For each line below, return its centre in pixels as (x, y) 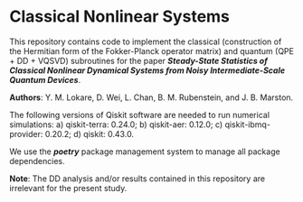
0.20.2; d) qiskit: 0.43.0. (89, 133)
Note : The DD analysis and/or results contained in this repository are (137, 179)
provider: (26, 133)
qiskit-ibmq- (248, 124)
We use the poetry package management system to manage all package (145, 151)
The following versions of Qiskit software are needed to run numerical (139, 115)
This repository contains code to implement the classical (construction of (146, 41)
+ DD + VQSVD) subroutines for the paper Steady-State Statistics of (139, 60)
